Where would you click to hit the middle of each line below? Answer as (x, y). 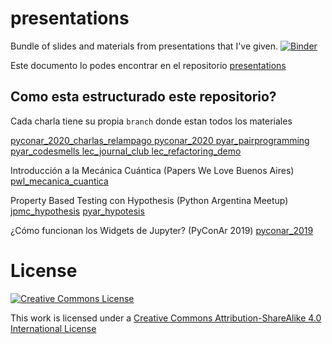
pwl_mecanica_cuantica (59, 181)
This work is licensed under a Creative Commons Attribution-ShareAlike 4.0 (166, 318)
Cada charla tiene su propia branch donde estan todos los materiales (151, 121)
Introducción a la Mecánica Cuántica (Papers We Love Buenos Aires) (152, 170)
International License (53, 328)
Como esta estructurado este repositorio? (143, 97)
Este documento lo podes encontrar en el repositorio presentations (148, 65)
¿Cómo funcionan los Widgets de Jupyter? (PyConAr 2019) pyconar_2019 (162, 230)
